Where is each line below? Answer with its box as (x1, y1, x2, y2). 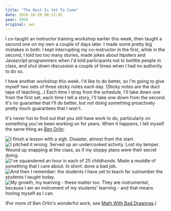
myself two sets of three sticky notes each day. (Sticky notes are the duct (5, 84, 160, 90)
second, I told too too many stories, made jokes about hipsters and (5, 52, 145, 58)
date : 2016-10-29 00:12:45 (5, 12, 63, 17)
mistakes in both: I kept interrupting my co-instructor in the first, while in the (5, 46, 165, 53)
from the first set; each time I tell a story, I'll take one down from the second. (5, 95, 166, 101)
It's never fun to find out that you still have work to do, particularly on (5, 115, 151, 122)
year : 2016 (5, 17, 29, 22)
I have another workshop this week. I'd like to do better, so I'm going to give (5, 78, 165, 84)
